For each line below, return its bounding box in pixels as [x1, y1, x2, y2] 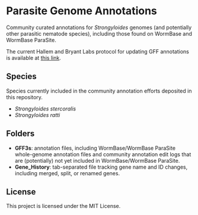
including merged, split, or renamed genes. [14, 169, 120, 176]
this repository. [6, 93, 43, 100]
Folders [6, 129, 35, 139]
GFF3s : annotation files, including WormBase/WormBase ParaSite [14, 144, 176, 151]
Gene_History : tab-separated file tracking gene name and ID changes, [14, 163, 188, 170]
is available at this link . [6, 54, 61, 61]
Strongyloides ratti [14, 111, 60, 118]
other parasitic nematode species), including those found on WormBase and [6, 30, 193, 37]
